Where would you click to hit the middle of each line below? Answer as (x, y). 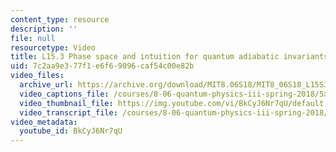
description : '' (44, 29)
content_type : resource (60, 19)
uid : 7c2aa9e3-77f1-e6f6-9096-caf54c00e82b (102, 66)
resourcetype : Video (53, 47)
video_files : (37, 76)
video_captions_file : (64, 94)
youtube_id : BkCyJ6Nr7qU (71, 131)
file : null (33, 38)
